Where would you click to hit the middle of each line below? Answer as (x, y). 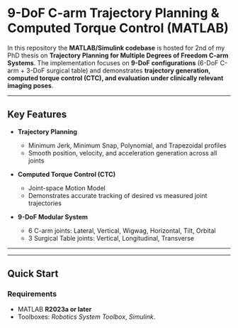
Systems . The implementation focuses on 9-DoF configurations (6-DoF (113, 62)
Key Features (37, 115)
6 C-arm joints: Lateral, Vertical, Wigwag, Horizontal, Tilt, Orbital (122, 230)
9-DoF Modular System (53, 217)
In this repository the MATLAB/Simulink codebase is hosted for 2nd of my (116, 48)
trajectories (45, 203)
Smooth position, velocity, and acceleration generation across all (123, 153)
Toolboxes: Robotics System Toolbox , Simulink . (86, 317)
